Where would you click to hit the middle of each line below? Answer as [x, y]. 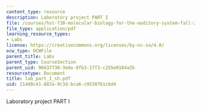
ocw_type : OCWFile [29, 51]
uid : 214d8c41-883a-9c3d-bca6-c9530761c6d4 [61, 85]
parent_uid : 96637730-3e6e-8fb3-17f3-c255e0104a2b [71, 67]
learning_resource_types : [38, 34]
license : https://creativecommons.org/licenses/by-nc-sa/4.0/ [85, 46]
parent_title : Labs [31, 56]
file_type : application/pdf [41, 28]
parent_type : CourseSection [41, 62]
